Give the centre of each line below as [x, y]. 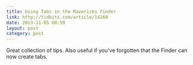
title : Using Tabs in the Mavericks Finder [61, 12]
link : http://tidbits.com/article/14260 [57, 17]
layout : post [22, 28]
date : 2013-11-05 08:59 [36, 22]
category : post [25, 34]
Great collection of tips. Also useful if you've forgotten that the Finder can [97, 50]
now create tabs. [27, 57]
